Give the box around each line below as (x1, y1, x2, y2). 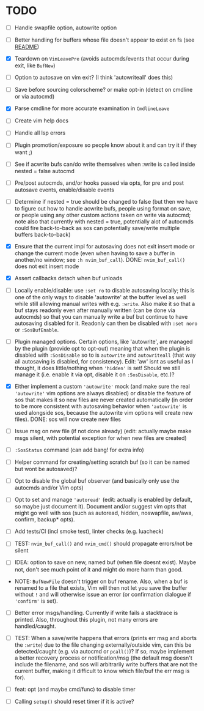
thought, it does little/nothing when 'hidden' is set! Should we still (14, 364, 181, 371)
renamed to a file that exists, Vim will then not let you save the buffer (14, 584, 188, 591)
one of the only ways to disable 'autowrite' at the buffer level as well (14, 293, 186, 300)
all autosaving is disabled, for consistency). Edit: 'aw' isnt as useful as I (14, 357, 194, 365)
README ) (14, 43, 40, 51)
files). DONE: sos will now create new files (14, 415, 122, 423)
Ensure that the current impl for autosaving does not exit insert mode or (14, 242, 195, 250)
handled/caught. (14, 622, 56, 630)
